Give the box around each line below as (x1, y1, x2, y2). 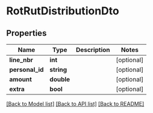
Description (75, 46, 110, 54)
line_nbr (9, 56, 33, 64)
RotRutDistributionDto (6, 4, 119, 18)
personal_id (9, 66, 44, 74)
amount (9, 75, 32, 83)
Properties (6, 28, 47, 38)
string (49, 66, 67, 74)
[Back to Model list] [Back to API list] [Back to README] (6, 100, 145, 107)
